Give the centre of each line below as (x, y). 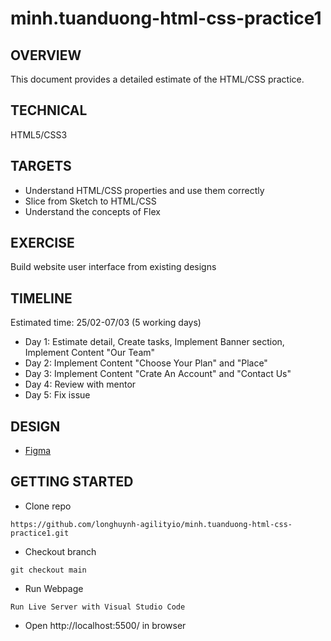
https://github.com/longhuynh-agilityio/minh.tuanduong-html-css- (151, 524)
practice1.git (40, 533)
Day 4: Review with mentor (80, 384)
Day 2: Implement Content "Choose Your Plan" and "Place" (146, 363)
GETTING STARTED (72, 482)
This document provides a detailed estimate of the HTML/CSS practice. (157, 79)
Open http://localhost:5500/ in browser (105, 625)
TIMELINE (41, 298)
